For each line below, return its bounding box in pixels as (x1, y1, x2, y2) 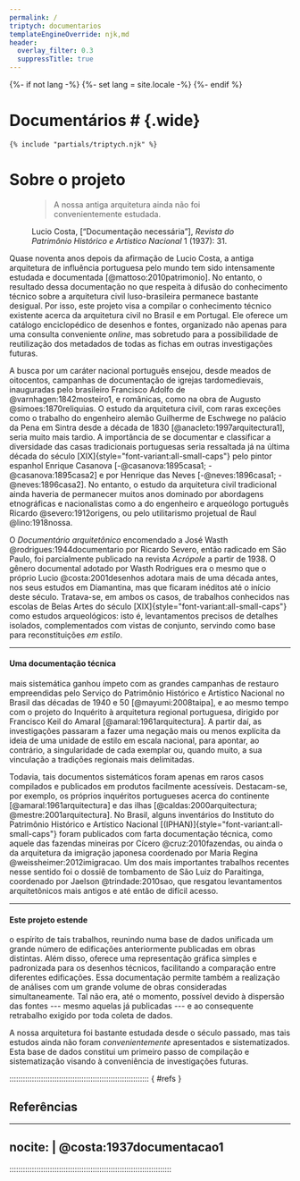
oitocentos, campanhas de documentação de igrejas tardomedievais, (9, 375, 263, 385)
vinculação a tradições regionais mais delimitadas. (9, 755, 195, 765)
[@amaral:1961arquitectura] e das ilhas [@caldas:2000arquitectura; (9, 800, 257, 811)
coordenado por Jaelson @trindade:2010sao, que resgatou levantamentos (9, 876, 283, 887)
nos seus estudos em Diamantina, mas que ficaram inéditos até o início (9, 582, 271, 593)
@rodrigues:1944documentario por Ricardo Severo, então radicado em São (9, 544, 287, 554)
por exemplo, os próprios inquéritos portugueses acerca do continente (9, 790, 270, 801)
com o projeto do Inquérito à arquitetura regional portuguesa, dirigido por (9, 707, 279, 718)
